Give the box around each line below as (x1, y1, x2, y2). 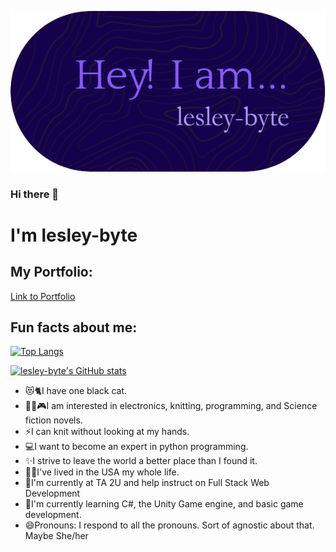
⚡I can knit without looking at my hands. (24, 426, 190, 438)
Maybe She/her (24, 530, 89, 542)
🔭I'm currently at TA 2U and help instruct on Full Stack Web (24, 477, 270, 489)
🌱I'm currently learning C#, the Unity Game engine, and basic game (24, 498, 304, 510)
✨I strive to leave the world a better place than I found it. (24, 455, 258, 467)
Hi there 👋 (10, 187, 60, 201)
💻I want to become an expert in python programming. (24, 441, 249, 453)
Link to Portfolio (10, 290, 76, 302)
